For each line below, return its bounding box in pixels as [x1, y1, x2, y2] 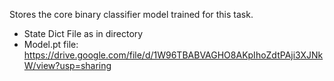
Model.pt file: [23, 39, 79, 50]
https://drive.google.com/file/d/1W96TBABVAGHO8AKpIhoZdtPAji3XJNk [23, 49, 324, 61]
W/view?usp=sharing [23, 60, 112, 71]
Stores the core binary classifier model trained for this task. [9, 9, 254, 20]
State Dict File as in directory [23, 28, 144, 39]
